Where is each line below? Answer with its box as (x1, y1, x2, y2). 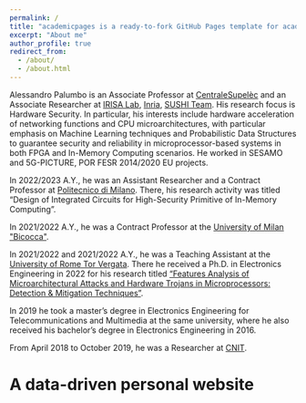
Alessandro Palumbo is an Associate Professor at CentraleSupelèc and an (9, 88, 287, 100)
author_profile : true (9, 38, 92, 48)
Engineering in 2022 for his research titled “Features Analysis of (9, 268, 250, 279)
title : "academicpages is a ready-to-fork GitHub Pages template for (9, 22, 280, 31)
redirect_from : (9, 47, 67, 57)
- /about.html (17, 65, 71, 74)
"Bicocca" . (9, 231, 49, 242)
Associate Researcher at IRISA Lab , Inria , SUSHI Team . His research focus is (9, 98, 296, 109)
